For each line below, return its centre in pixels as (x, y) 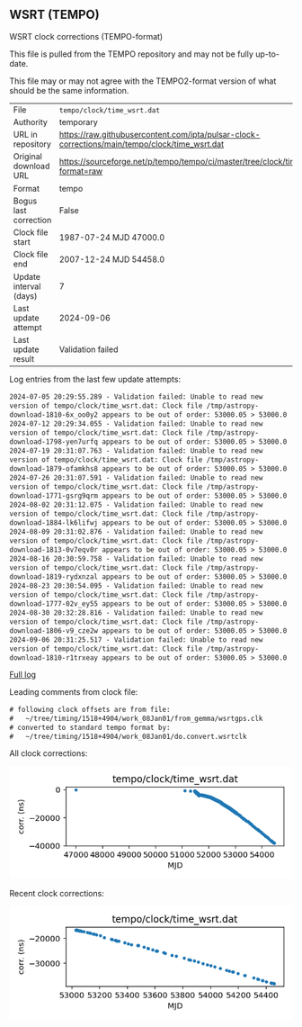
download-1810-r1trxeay (54, 658)
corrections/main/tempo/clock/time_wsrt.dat (142, 144)
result (24, 359)
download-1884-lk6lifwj (54, 523)
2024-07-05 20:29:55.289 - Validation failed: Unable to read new (136, 396)
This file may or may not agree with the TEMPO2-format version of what (143, 81)
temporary (79, 122)
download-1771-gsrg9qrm (54, 495)
